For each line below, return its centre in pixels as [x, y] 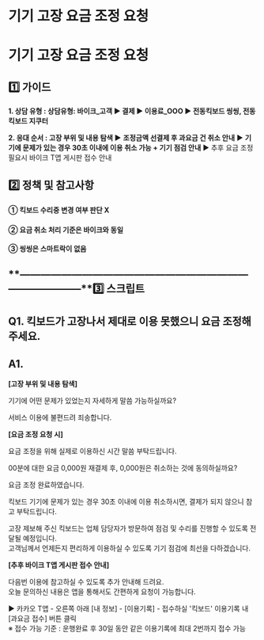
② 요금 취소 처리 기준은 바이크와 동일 [66, 230]
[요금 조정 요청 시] [36, 434]
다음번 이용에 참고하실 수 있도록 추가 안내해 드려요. [86, 581]
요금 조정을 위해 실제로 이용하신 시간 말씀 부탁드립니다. [92, 451]
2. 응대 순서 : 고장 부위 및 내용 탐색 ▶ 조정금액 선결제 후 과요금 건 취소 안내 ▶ [126, 138]
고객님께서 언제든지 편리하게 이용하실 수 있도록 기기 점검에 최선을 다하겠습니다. [130, 548]
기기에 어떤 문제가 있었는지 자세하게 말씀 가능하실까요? [92, 400]
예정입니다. [40, 538]
